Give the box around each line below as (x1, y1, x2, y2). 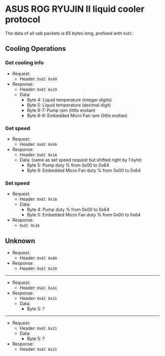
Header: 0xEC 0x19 (19, 86, 57, 92)
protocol (5, 14, 40, 25)
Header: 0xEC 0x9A (19, 141, 57, 147)
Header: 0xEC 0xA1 (19, 285, 57, 291)
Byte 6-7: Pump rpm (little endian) (27, 107, 96, 113)
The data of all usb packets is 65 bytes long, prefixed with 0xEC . (5, 30, 134, 36)
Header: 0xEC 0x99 (19, 75, 57, 82)
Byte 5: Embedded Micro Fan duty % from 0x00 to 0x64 (27, 212, 141, 218)
